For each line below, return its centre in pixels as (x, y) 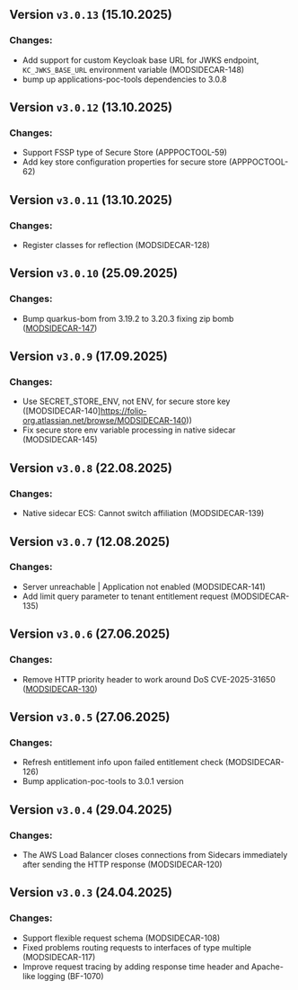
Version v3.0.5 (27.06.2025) (90, 717)
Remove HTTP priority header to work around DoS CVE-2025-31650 (149, 679)
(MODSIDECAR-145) (60, 440)
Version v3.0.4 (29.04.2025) (91, 810)
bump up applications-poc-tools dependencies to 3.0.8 (124, 79)
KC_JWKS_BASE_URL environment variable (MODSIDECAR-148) (133, 69)
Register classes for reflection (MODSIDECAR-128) (116, 245)
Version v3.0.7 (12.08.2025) (90, 542)
